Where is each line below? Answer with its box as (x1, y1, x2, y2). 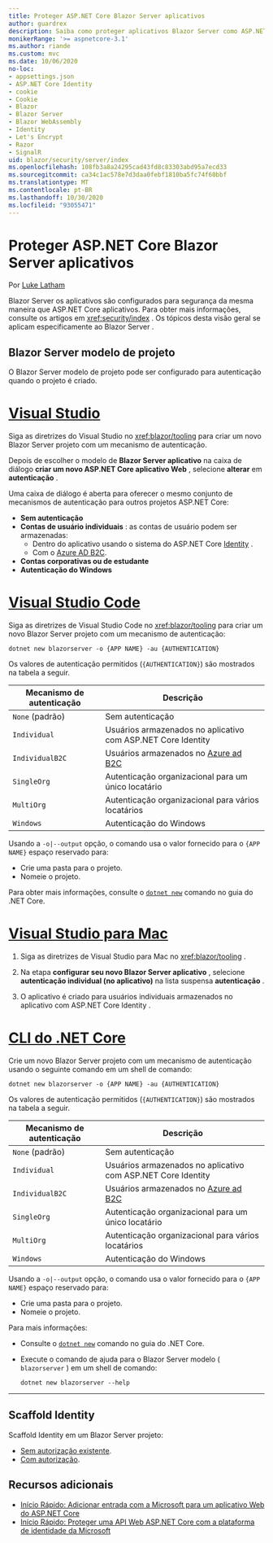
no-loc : (8, 65, 35, 73)
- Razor (8, 140, 35, 149)
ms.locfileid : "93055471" (8, 201, 96, 209)
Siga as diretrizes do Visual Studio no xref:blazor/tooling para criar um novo (8, 431, 262, 441)
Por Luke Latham (8, 280, 65, 290)
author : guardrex (8, 20, 67, 28)
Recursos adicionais (8, 1478, 114, 1492)
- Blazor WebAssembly (8, 118, 82, 126)
